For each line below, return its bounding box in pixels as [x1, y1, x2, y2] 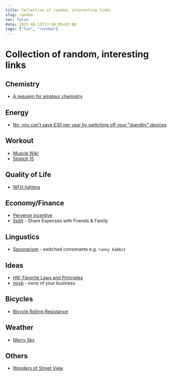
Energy [5, 108, 29, 117]
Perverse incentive [12, 212, 53, 218]
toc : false [5, 17, 29, 22]
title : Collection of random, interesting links [5, 7, 111, 13]
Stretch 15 [12, 156, 34, 162]
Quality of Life [5, 170, 51, 179]
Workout [5, 137, 34, 145]
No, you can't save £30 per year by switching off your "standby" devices [12, 121, 167, 128]
